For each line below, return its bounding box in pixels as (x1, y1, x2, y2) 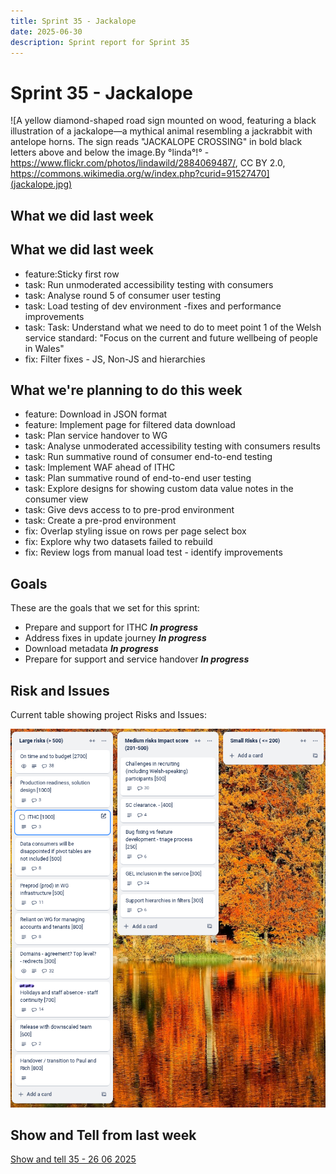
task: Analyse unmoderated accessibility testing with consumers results (24, 440, 321, 452)
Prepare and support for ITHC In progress (24, 621, 199, 634)
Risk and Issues (10, 682, 110, 699)
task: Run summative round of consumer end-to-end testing (24, 451, 273, 463)
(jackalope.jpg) (10, 178, 73, 190)
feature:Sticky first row (24, 268, 120, 280)
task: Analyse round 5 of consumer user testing (24, 289, 222, 301)
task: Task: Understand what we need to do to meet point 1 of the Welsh (24, 321, 322, 333)
